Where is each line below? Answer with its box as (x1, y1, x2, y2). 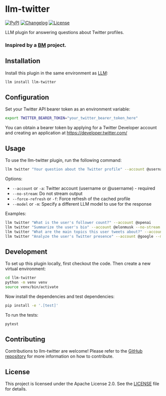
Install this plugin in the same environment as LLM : (5, 70, 108, 76)
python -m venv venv (5, 280, 48, 285)
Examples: (5, 211, 26, 216)
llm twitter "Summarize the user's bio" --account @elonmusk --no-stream (5, 224, 161, 230)
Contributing (5, 335, 45, 343)
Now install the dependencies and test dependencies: (5, 293, 115, 299)
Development (5, 248, 48, 256)
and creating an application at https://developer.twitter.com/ (5, 130, 127, 136)
